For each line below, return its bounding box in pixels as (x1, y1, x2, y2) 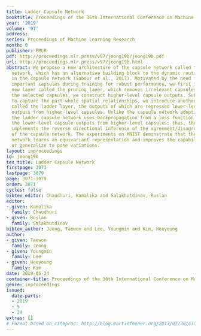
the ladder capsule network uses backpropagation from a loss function (11, 114, 194, 120)
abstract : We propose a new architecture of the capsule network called (6, 64, 191, 71)
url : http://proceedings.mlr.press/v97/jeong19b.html (6, 59, 144, 65)
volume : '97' (6, 25, 39, 32)
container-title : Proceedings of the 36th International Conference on (6, 276, 188, 282)
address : (6, 31, 28, 37)
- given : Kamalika (6, 204, 52, 210)
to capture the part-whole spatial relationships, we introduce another (11, 98, 197, 104)
